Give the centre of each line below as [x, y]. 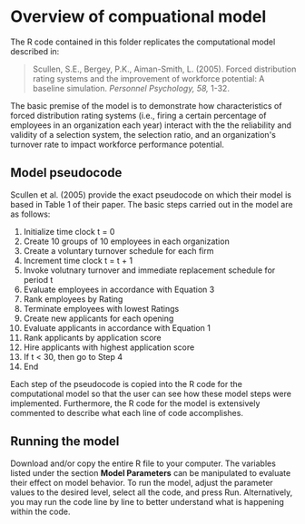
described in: [35, 51]
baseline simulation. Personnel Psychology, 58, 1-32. [131, 88]
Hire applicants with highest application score [109, 347]
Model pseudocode [66, 173]
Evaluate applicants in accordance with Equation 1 [117, 327]
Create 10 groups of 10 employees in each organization [126, 241]
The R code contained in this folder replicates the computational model [143, 42]
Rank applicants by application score [92, 337]
